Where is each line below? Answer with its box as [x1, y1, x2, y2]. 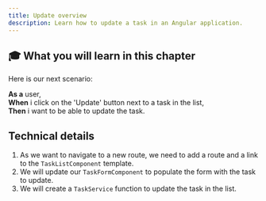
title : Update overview [8, 11, 87, 20]
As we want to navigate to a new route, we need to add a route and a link [19, 150, 258, 160]
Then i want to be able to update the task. [8, 106, 145, 116]
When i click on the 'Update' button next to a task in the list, [8, 98, 205, 108]
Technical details [8, 129, 95, 142]
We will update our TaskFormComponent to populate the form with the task [19, 167, 256, 176]
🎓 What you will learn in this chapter [8, 49, 196, 63]
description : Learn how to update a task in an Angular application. [8, 19, 244, 27]
